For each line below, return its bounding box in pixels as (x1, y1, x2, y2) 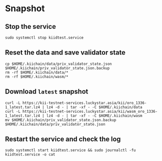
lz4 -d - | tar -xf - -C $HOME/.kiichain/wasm (46, 113, 143, 118)
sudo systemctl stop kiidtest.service (5, 35, 84, 40)
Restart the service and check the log (5, 135, 121, 143)
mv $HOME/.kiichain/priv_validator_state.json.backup (5, 118, 117, 122)
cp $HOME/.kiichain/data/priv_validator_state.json (5, 61, 112, 66)
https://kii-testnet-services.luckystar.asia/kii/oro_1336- (22, 101, 147, 105)
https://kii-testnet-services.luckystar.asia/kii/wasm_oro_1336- (22, 109, 158, 114)
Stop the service (5, 22, 56, 31)
